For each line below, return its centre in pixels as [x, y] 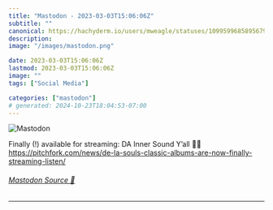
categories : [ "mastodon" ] [52, 98]
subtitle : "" [30, 24]
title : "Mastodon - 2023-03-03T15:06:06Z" [81, 16]
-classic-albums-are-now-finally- [197, 153]
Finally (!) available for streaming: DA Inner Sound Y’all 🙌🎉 [105, 144]
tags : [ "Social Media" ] [49, 83]
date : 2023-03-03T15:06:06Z [56, 61]
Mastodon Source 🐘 [42, 180]
